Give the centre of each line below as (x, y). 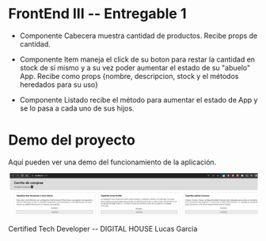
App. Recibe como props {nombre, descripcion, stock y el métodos (129, 76)
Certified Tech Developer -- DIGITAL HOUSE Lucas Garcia (103, 228)
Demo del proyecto (72, 140)
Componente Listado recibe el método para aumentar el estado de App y (139, 100)
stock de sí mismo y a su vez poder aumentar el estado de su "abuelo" (135, 67)
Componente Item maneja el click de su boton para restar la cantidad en (137, 59)
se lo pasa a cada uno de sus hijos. (77, 108)
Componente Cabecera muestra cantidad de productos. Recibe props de (139, 36)
